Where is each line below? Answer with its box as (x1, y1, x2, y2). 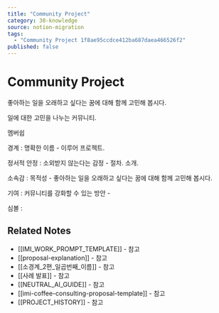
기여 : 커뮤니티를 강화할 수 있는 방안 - (7, 189, 111, 197)
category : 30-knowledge (7, 17, 78, 24)
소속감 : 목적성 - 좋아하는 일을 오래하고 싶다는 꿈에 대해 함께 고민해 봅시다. (7, 173, 213, 182)
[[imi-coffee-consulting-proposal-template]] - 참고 (17, 289, 166, 297)
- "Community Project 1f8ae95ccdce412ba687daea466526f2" (14, 37, 186, 44)
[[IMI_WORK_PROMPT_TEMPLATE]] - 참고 (17, 244, 140, 253)
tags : (7, 30, 23, 38)
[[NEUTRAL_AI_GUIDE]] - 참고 (17, 280, 105, 288)
